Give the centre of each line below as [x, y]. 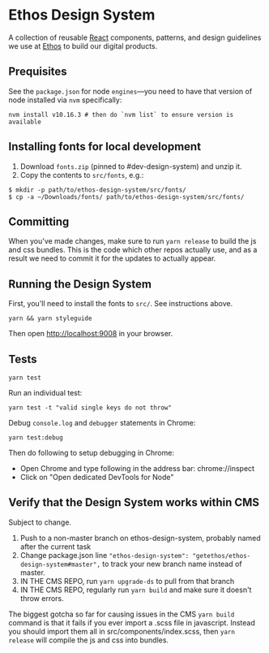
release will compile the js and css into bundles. [88, 640]
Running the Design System [80, 284]
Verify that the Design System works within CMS [134, 502]
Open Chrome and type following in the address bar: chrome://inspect [137, 468]
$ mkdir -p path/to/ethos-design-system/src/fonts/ [97, 190]
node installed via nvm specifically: [65, 100]
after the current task [56, 547]
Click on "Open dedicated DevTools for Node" [97, 477]
